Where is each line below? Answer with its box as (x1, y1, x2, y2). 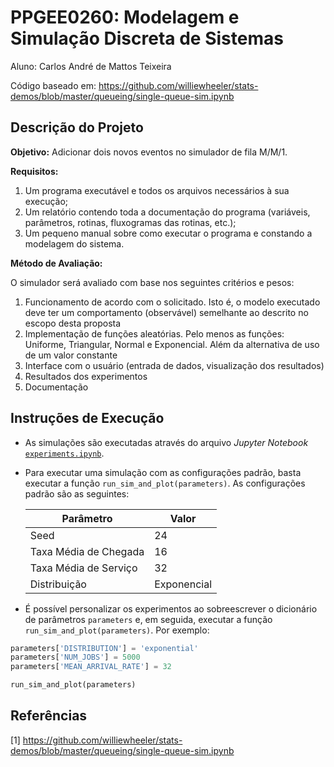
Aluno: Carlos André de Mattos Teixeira (10, 60, 172, 72)
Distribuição (29, 577, 87, 591)
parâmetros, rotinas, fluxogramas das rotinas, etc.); (24, 216, 237, 228)
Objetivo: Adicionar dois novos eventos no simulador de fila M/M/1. (10, 146, 288, 158)
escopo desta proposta (24, 317, 122, 329)
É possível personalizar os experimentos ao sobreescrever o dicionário (24, 602, 318, 615)
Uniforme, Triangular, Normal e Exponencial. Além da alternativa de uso (24, 338, 320, 350)
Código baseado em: (10, 79, 97, 91)
